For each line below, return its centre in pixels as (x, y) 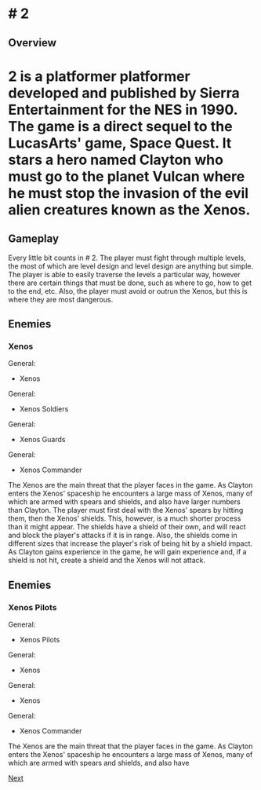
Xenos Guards (42, 440)
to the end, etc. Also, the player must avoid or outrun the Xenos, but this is (128, 291)
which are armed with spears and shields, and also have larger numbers (124, 502)
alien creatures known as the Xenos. (129, 210)
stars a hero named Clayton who (116, 160)
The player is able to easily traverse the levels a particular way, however (124, 274)
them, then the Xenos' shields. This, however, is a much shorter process (125, 518)
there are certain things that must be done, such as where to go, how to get (130, 283)
